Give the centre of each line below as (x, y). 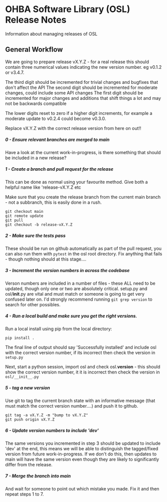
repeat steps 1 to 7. (24, 494)
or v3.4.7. (15, 72)
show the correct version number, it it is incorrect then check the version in (82, 372)
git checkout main (24, 211)
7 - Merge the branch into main (38, 476)
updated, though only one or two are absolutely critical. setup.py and (76, 288)
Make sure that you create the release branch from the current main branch (83, 197)
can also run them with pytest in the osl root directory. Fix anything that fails (84, 254)
